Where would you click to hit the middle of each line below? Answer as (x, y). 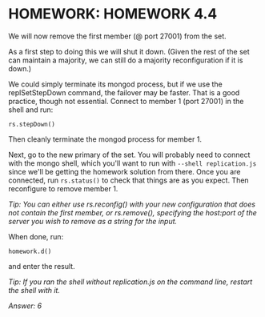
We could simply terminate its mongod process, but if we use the (115, 84)
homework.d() (30, 251)
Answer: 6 (25, 306)
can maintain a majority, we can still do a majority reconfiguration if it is (126, 60)
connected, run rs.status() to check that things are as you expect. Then (129, 180)
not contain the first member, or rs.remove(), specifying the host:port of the (133, 212)
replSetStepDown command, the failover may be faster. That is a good (124, 92)
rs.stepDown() (32, 124)
